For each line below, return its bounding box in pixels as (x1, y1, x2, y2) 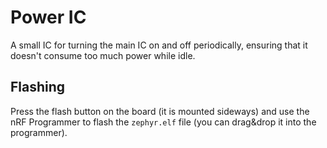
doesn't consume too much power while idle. (10, 49, 196, 61)
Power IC (10, 6, 87, 29)
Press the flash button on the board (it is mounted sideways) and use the (10, 105, 310, 117)
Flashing (10, 79, 66, 96)
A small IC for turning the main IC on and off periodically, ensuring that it (10, 39, 308, 51)
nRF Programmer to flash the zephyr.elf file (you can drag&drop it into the (10, 116, 317, 128)
